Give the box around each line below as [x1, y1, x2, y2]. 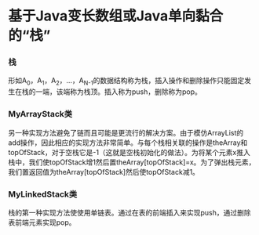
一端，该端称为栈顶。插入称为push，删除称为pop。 [35, 87, 202, 96]
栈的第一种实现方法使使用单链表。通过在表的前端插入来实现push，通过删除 [8, 208, 251, 217]
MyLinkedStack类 [8, 189, 78, 200]
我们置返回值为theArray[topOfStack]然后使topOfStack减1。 [8, 167, 200, 176]
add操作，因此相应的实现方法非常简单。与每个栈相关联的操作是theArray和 [8, 138, 248, 147]
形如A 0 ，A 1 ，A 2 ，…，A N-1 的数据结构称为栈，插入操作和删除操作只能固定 [8, 76, 245, 87]
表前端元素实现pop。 [8, 217, 76, 227]
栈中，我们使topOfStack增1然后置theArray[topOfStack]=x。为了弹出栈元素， [8, 157, 256, 167]
